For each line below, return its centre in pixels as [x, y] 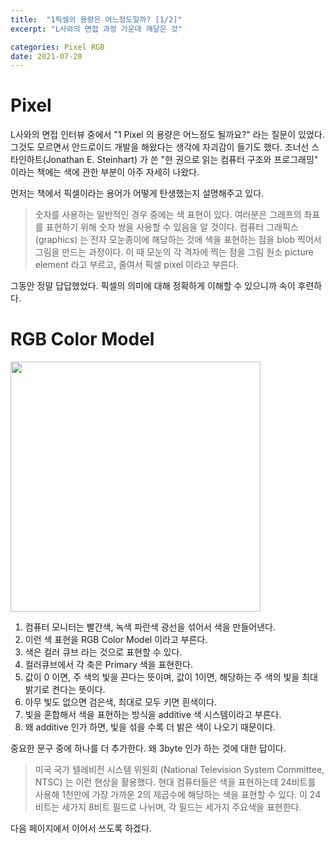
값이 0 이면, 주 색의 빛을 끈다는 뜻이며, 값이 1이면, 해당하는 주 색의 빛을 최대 [171, 677]
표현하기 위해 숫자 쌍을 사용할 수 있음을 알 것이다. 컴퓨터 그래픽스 [172, 227]
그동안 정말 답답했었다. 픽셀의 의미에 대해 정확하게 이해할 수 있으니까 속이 [153, 286]
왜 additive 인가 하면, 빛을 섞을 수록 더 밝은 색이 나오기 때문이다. [150, 727]
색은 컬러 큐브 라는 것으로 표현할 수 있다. [103, 652]
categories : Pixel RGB [57, 47]
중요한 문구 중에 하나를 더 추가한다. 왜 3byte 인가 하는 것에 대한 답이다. [148, 748]
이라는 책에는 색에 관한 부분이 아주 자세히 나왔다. [105, 172]
